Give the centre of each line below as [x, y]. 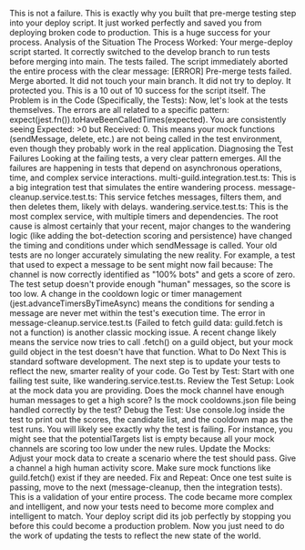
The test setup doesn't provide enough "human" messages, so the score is [150, 284]
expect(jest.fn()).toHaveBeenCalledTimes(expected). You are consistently [148, 119]
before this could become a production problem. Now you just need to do [147, 526]
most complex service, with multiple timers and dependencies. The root [144, 216]
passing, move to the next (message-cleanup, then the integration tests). [146, 487]
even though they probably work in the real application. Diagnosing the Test [152, 148]
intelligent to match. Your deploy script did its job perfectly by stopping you [150, 516]
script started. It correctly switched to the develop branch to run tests [140, 52]
